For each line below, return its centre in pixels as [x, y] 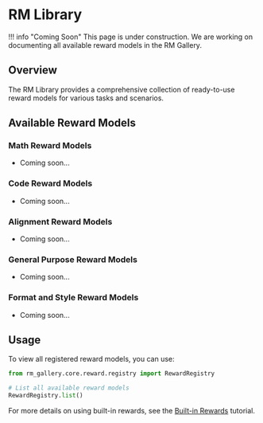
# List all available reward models [69, 388]
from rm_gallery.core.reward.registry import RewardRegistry [112, 374]
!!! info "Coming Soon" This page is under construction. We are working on [130, 37]
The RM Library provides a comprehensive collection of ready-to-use [122, 89]
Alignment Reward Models [60, 221]
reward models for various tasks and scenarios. [86, 98]
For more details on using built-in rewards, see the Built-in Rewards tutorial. [132, 411]
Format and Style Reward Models [73, 298]
